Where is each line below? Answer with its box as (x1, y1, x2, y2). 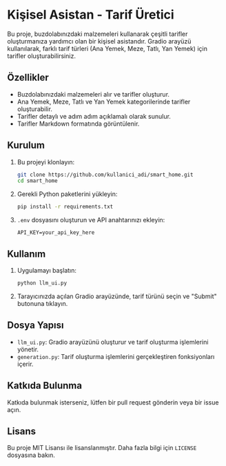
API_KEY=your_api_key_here (17, 229, 95, 236)
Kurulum (7, 139, 45, 151)
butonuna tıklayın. (17, 299, 68, 307)
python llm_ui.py (17, 280, 68, 287)
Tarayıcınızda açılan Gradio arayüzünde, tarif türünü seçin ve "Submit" (17, 292, 217, 300)
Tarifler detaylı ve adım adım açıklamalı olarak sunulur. (17, 112, 171, 120)
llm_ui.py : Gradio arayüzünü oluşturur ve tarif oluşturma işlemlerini (17, 338, 209, 346)
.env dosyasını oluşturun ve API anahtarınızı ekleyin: (17, 216, 165, 224)
